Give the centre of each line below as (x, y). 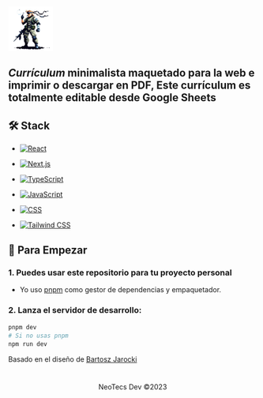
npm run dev (28, 344)
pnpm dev (23, 328)
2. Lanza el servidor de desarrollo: (75, 310)
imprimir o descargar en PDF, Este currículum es (130, 86)
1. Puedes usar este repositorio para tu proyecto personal (120, 272)
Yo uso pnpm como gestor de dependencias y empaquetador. (120, 289)
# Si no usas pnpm (38, 336)
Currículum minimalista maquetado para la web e (131, 73)
